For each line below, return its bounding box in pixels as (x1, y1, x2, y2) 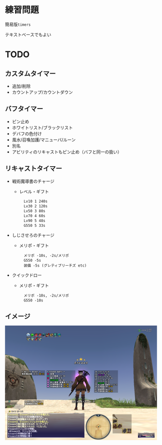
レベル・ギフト (19, 189, 49, 194)
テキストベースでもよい (5, 32, 52, 37)
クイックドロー (12, 272, 42, 278)
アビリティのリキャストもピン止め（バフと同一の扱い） (12, 149, 122, 155)
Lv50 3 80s (23, 208, 46, 213)
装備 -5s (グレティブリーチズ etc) (23, 263, 87, 268)
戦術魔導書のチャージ (12, 178, 54, 184)
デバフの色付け (12, 130, 42, 136)
